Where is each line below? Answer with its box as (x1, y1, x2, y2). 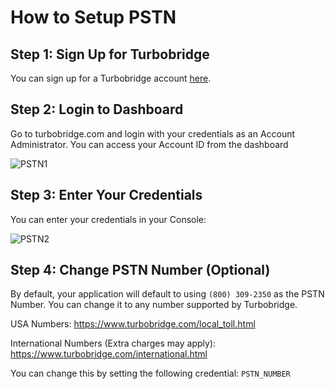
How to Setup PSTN (10, 6, 177, 29)
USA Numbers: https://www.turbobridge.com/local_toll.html (10, 318, 256, 330)
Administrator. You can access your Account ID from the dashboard (10, 138, 289, 150)
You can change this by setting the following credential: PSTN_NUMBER (10, 367, 291, 380)
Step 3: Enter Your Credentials (10, 187, 203, 204)
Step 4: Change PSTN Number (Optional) (10, 262, 271, 279)
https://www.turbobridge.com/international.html (10, 348, 208, 360)
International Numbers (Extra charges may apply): (10, 337, 217, 350)
